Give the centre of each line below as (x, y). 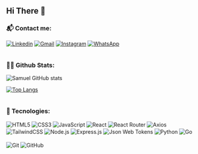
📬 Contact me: (29, 29)
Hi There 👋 (26, 11)
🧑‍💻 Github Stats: (30, 65)
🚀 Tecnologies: (28, 111)
